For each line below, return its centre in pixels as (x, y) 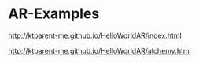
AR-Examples (54, 14)
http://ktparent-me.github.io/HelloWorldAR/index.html (95, 35)
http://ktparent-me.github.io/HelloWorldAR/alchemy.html (99, 50)
